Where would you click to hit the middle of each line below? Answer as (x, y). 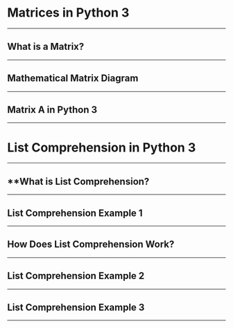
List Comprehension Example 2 (76, 276)
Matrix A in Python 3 (52, 110)
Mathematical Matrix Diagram (73, 79)
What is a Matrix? (46, 47)
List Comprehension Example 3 (76, 307)
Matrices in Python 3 (68, 13)
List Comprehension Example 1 (75, 213)
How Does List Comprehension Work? (91, 245)
